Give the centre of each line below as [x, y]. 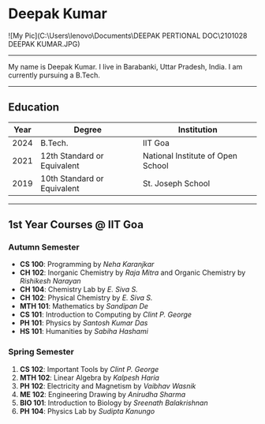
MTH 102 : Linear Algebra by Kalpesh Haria [90, 377]
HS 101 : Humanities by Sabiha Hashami [84, 332]
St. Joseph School [176, 183]
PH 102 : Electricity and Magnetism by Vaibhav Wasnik [108, 386]
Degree [88, 129]
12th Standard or [72, 156]
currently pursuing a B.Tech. [54, 75]
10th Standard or [72, 178]
